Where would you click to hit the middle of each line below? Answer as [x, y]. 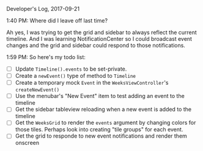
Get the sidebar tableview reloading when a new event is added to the [103, 110]
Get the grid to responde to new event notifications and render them [101, 136]
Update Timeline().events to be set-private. [71, 69]
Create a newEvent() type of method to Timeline [76, 76]
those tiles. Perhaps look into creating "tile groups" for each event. [99, 130]
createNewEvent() [37, 90]
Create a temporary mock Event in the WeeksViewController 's [92, 83]
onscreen [27, 143]
